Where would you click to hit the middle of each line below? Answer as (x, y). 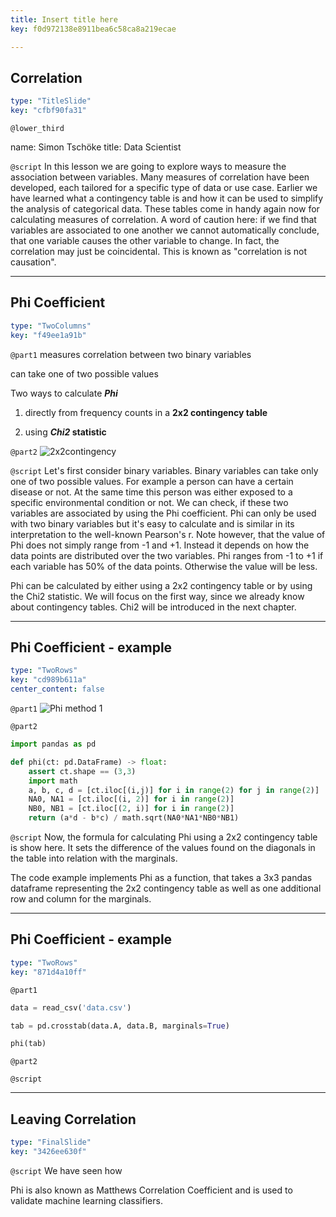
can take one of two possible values (84, 373)
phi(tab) (28, 1044)
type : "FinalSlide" (51, 1142)
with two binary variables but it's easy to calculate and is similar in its (152, 523)
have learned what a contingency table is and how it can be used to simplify (167, 198)
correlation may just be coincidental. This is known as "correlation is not (159, 252)
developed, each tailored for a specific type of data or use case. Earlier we (164, 188)
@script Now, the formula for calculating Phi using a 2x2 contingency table (164, 837)
